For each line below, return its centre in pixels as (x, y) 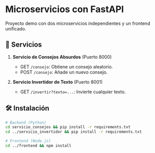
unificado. (16, 28)
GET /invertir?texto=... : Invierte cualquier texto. (73, 92)
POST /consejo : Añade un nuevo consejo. (64, 72)
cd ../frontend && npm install (38, 146)
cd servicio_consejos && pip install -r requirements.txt (68, 127)
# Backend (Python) (26, 123)
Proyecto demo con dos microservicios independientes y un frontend (78, 23)
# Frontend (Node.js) (28, 141)
